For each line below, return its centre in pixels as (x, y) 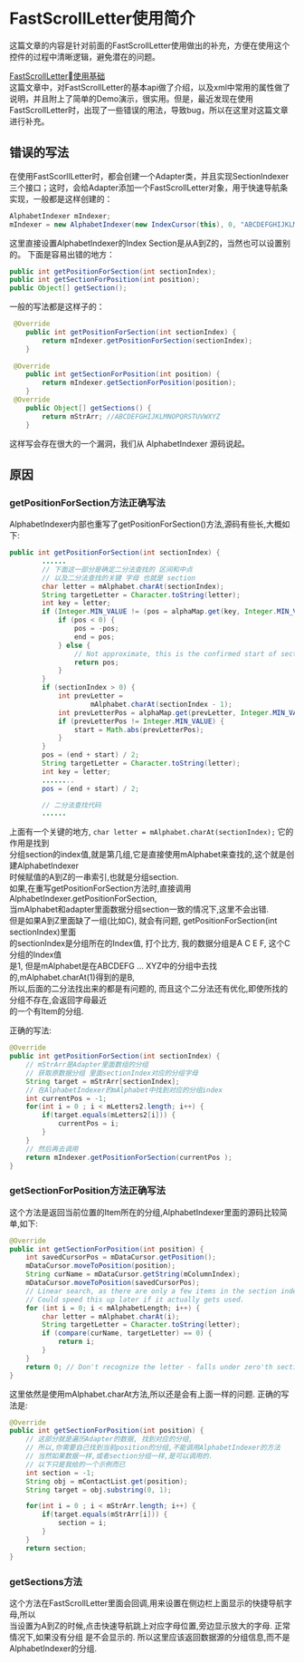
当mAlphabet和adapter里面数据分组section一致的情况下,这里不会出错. (139, 909)
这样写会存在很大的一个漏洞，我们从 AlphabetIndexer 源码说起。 (130, 443)
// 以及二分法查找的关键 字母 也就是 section (119, 578)
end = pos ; (95, 637)
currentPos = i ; (88, 1124)
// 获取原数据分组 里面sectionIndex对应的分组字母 (112, 1073)
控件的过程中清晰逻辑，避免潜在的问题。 (85, 56)
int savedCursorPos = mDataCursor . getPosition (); (121, 1257)
